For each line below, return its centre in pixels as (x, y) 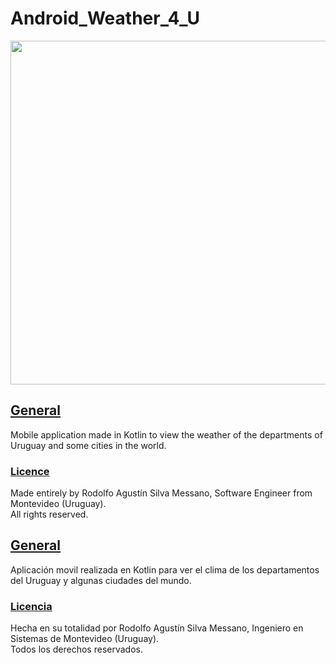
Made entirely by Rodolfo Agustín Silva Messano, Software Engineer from (161, 493)
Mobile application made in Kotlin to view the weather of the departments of (166, 434)
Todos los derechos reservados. (76, 649)
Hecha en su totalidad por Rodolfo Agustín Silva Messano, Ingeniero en (157, 628)
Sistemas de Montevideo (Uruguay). (85, 639)
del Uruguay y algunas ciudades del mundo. (101, 580)
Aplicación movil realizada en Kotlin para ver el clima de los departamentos (165, 569)
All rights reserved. (49, 514)
